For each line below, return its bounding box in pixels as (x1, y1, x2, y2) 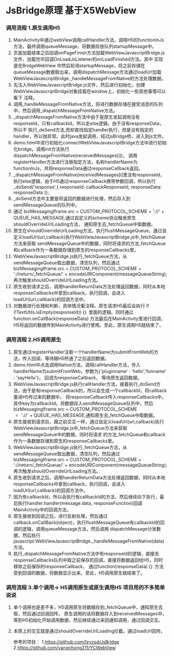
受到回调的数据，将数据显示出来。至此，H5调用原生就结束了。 (13, 570, 145, 576)
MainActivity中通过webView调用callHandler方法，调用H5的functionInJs (13, 37, 164, 43)
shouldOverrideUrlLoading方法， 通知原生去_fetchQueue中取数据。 (13, 221, 156, 228)
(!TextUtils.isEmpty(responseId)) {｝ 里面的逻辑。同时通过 (13, 309, 134, 315)
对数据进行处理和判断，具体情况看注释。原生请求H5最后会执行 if (13, 303, 149, 309)
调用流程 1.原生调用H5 (6, 24, 60, 31)
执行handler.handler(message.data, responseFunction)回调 (17, 500, 142, 506)
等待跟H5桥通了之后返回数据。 (45, 355, 110, 361)
